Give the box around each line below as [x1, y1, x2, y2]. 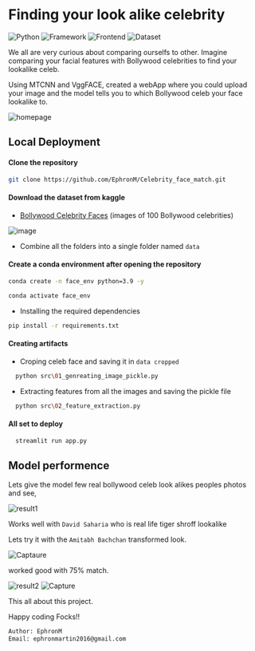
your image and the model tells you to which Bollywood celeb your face [8, 88, 243, 97]
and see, [8, 488, 37, 498]
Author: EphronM [8, 628, 62, 636]
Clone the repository [8, 157, 78, 167]
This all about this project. [8, 597, 93, 606]
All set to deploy [8, 419, 64, 428]
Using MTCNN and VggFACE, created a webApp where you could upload [8, 80, 248, 89]
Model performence [8, 459, 110, 472]
